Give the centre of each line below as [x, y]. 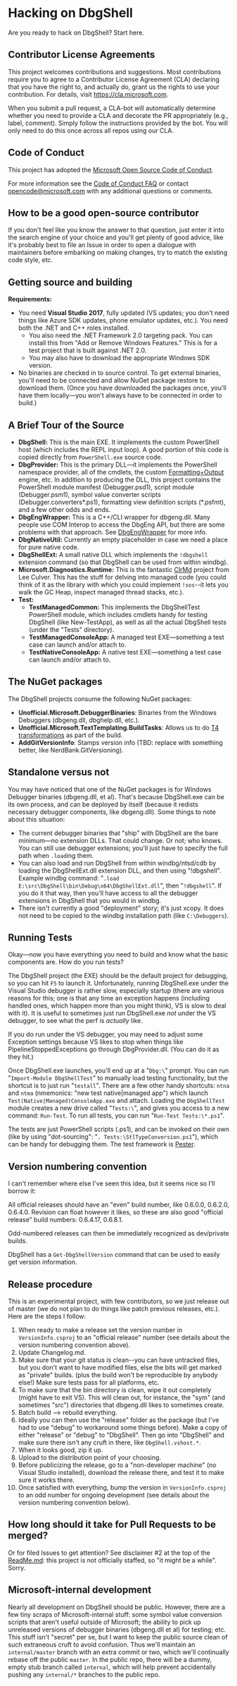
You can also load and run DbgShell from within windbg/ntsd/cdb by [117, 863]
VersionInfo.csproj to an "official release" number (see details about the [124, 1338]
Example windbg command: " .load [69, 878]
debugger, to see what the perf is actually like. [75, 1021]
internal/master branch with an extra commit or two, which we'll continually [118, 1652]
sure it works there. [46, 1480]
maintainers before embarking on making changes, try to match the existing [118, 253]
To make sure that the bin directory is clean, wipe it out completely [115, 1390]
